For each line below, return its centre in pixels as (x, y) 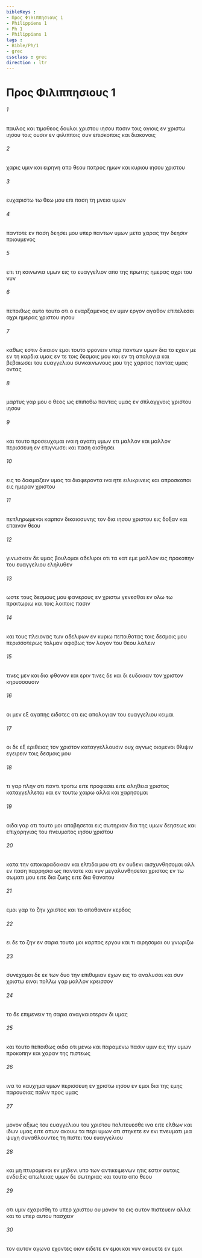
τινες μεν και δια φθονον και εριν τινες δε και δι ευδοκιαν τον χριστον (95, 675)
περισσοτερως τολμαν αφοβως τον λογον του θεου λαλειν (81, 643)
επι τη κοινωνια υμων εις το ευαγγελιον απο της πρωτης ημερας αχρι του (99, 272)
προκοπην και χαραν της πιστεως (49, 1053)
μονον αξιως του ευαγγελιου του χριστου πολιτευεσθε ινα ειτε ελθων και (99, 1125)
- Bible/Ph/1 (23, 46)
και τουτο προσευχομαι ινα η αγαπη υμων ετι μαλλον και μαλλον (88, 441)
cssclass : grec (27, 57)
